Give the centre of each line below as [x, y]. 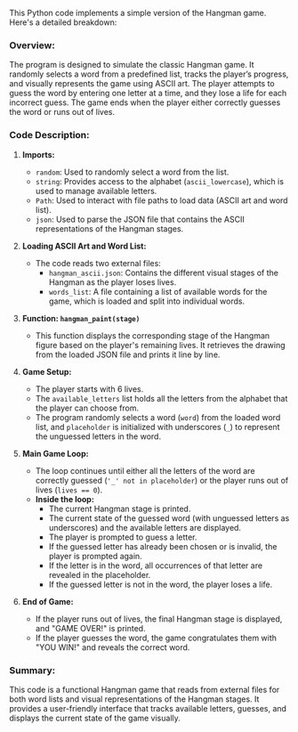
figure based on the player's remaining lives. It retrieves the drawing [161, 345]
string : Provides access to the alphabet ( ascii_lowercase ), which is [160, 181]
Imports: [38, 154]
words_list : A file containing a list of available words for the [158, 291]
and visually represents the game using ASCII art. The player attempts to [142, 84]
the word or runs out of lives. [62, 112]
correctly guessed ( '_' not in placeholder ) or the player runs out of [162, 480]
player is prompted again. [95, 556]
